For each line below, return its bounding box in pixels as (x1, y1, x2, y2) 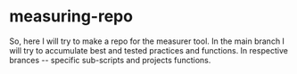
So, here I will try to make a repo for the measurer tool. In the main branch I (9, 36, 285, 46)
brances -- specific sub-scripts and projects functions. (9, 54, 211, 65)
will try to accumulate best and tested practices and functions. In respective (9, 45, 288, 55)
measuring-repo (9, 6, 134, 27)
